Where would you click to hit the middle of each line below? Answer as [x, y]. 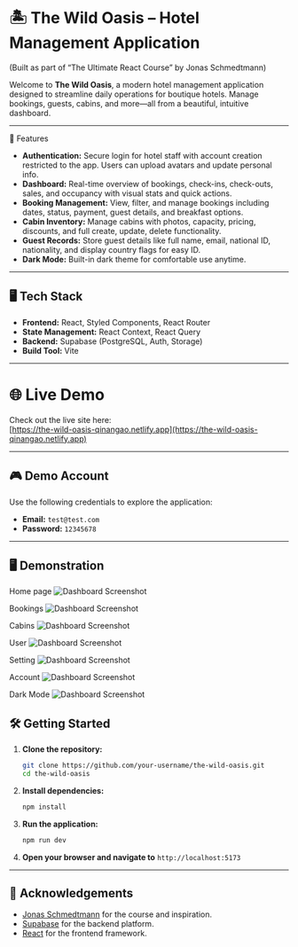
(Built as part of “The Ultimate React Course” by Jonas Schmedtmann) [138, 67]
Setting [22, 660]
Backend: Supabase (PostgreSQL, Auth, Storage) [112, 341]
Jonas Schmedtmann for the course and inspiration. [117, 914]
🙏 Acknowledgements [71, 893]
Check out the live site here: [60, 419]
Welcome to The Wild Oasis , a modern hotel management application [137, 84]
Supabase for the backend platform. [88, 924]
